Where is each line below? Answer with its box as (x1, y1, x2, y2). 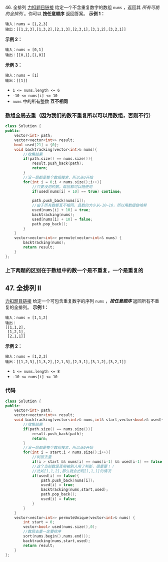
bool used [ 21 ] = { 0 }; (14, 142, 59, 147)
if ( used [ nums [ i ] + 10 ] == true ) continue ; (31, 189, 122, 194)
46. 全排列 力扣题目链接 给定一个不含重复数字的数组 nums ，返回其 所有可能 (5, 5, 160, 10)
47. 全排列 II (5, 284, 41, 292)
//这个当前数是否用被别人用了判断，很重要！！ (31, 464, 115, 469)
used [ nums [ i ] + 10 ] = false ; (31, 217, 93, 222)
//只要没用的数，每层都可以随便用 (31, 184, 92, 189)
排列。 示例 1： (18, 305, 49, 311)
